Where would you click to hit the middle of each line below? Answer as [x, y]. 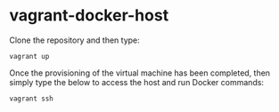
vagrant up [29, 56]
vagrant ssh [31, 99]
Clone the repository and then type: [74, 40]
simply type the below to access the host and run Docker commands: [137, 82]
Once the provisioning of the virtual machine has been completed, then [139, 73]
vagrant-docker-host [89, 16]
